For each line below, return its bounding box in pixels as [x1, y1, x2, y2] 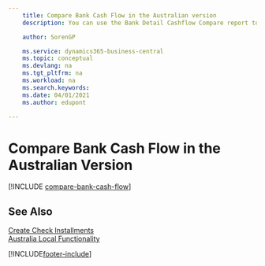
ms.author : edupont [22, 98, 87, 106]
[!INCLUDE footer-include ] [8, 249, 92, 259]
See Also [8, 205, 53, 218]
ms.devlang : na [22, 62, 73, 70]
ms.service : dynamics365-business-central [22, 47, 164, 55]
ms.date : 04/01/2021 [22, 91, 90, 99]
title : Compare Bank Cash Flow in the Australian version [22, 11, 217, 20]
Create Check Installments [8, 226, 95, 235]
